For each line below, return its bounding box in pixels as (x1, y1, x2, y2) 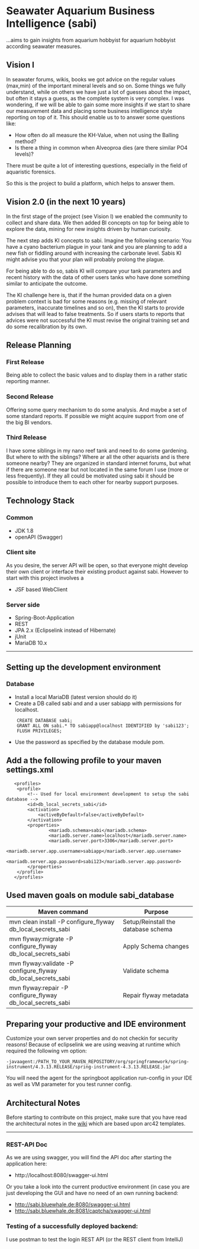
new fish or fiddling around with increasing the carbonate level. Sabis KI (6, 249, 182, 257)
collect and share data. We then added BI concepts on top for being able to (6, 219, 190, 226)
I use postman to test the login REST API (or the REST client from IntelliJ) (6, 1235, 184, 1242)
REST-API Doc (6, 1140, 48, 1149)
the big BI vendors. (6, 419, 52, 426)
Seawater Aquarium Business (6, 4, 155, 18)
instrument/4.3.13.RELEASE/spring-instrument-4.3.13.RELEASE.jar (6, 1064, 171, 1070)
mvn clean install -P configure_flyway (9, 918, 115, 926)
